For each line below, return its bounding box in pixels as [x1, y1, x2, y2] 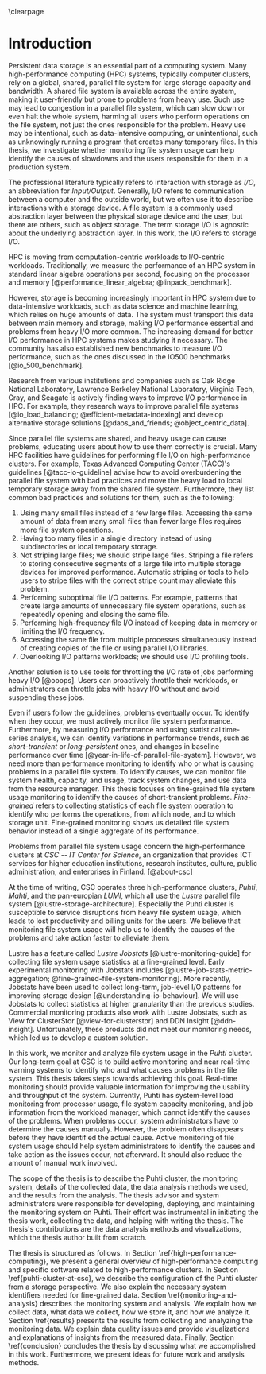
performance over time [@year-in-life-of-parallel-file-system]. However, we [8, 750, 256, 759]
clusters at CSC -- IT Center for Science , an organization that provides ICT [8, 850, 253, 860]
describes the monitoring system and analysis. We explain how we [39, 1298, 257, 1308]
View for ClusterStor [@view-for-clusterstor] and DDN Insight [8, 1015, 209, 1025]
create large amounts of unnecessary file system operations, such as [19, 600, 246, 611]
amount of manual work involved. [8, 1158, 118, 1167]
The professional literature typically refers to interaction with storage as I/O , [8, 177, 256, 187]
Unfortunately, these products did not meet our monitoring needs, [36, 1024, 252, 1034]
